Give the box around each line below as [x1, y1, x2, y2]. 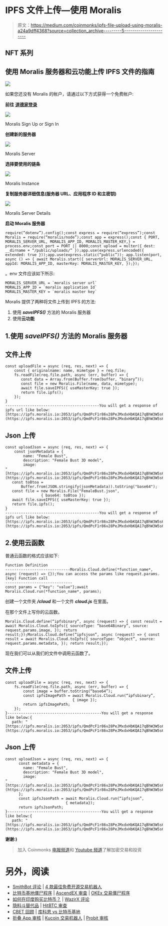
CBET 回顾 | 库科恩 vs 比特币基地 [12, 908, 81, 914]
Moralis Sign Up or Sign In [5, 121, 59, 127]
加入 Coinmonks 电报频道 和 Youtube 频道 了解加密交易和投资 [17, 846, 142, 852]
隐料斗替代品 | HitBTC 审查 [12, 902, 67, 908]
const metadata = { [18, 761, 59, 766]
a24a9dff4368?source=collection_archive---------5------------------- [17, 28, 163, 34]
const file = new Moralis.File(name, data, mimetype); [20, 381, 137, 386]
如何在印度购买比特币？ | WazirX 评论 [12, 896, 90, 902]
